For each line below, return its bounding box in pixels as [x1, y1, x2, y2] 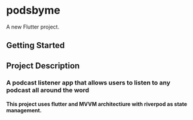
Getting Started [6, 40, 65, 50]
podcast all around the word [6, 86, 90, 94]
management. [6, 107, 42, 114]
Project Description [6, 61, 80, 71]
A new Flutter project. [6, 23, 60, 30]
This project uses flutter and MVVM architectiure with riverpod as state [6, 100, 188, 108]
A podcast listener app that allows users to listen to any [6, 78, 171, 87]
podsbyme [6, 4, 61, 17]
